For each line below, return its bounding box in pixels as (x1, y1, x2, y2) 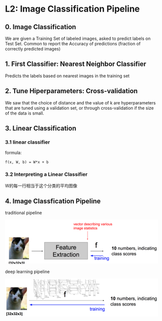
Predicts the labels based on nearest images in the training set (5, 73, 130, 79)
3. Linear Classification (5, 124, 77, 133)
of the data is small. (5, 110, 45, 116)
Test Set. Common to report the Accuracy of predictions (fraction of (5, 41, 141, 47)
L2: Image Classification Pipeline (5, 3, 140, 15)
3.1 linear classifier (5, 138, 50, 145)
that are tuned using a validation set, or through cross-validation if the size (5, 105, 154, 111)
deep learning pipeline (5, 269, 50, 275)
